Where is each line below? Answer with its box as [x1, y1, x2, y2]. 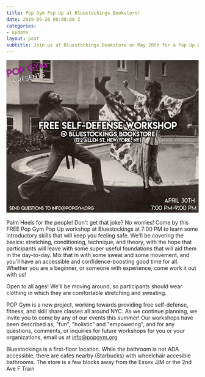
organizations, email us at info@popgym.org [6, 334, 118, 341]
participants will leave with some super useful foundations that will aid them [6, 245, 197, 252]
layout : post [6, 35, 40, 42]
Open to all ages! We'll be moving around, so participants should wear [6, 282, 183, 290]
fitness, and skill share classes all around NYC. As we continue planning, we [6, 307, 198, 315]
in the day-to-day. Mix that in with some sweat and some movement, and [6, 251, 190, 258]
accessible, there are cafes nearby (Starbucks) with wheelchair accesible [6, 352, 191, 359]
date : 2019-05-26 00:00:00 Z [6, 16, 81, 23]
